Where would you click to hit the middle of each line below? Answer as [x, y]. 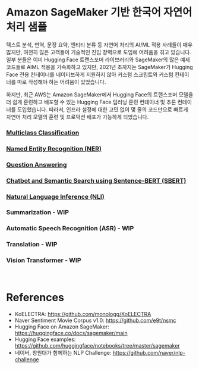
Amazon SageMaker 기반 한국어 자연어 [99, 12]
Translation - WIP [32, 245]
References [35, 297]
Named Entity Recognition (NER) [54, 148]
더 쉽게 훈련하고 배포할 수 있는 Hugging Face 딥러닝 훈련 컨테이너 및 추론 [91, 102]
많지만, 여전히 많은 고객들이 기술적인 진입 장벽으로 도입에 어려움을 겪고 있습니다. [99, 52]
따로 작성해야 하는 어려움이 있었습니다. [61, 82]
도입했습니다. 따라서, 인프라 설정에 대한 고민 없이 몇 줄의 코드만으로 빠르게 [102, 109]
